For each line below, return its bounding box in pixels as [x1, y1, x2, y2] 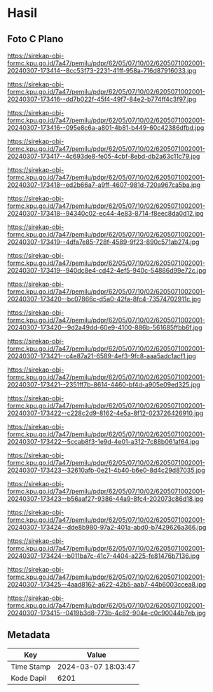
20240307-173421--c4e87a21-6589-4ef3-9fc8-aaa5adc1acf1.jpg [7, 352, 196, 360]
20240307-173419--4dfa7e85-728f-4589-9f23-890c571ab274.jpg [7, 237, 200, 246]
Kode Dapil [11, 673, 47, 683]
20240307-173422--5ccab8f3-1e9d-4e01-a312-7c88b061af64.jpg [7, 438, 200, 445]
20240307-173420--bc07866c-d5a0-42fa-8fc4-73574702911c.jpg [7, 295, 201, 303]
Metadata [7, 629, 50, 641]
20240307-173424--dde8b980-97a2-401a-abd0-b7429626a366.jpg [7, 523, 207, 531]
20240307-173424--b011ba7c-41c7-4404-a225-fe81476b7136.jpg [7, 551, 200, 560]
